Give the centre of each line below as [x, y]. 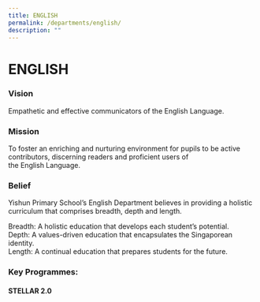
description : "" [35, 30]
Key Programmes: [43, 272]
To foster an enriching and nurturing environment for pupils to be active [124, 149]
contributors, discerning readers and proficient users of [98, 157]
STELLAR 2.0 [30, 291]
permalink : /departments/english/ [65, 23]
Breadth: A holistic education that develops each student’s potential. [119, 226]
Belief [20, 186]
